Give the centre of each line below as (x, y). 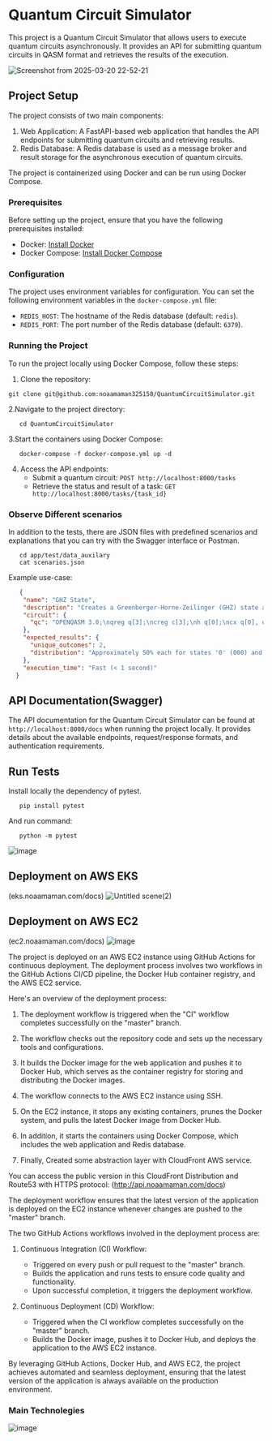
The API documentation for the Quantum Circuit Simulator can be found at (132, 720)
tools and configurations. (62, 1047)
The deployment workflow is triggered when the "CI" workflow (125, 1014)
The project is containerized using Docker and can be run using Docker (127, 173)
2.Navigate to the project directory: (67, 409)
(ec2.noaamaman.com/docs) (57, 941)
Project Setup (44, 96)
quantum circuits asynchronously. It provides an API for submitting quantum (135, 45)
